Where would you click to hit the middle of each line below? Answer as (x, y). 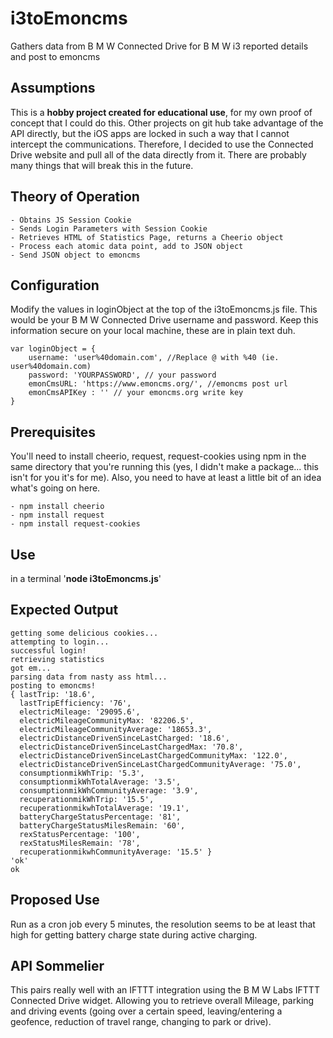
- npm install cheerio (57, 507)
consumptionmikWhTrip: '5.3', (82, 773)
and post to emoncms (55, 56)
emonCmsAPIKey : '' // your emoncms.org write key (136, 393)
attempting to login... (60, 642)
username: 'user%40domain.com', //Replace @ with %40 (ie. (154, 358)
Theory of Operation (75, 197)
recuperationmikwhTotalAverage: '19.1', (104, 808)
